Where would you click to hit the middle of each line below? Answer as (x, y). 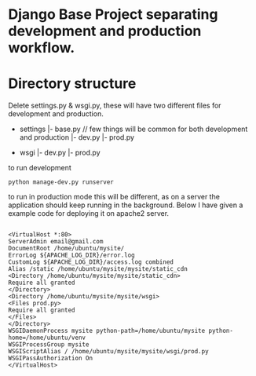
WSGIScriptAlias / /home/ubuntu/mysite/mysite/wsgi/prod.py (109, 352)
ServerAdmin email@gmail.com (56, 242)
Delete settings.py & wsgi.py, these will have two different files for (115, 106)
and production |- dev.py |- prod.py (77, 137)
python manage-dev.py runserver (61, 182)
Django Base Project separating (113, 15)
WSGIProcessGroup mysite (49, 345)
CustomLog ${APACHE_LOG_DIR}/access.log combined (91, 262)
